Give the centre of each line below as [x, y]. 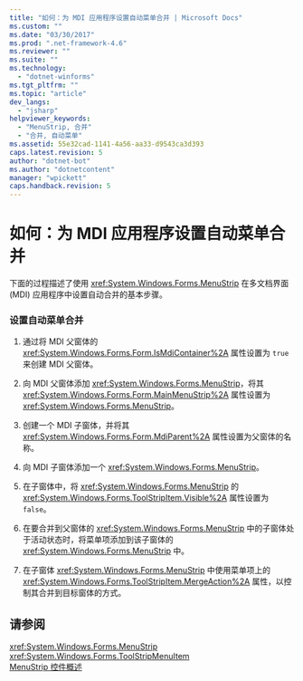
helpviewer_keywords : [50, 119]
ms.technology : [38, 69]
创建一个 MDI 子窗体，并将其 [76, 426]
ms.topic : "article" [48, 93]
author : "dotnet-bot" [50, 161]
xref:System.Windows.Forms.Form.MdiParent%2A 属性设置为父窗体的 [153, 436]
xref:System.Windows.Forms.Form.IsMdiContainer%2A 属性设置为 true [156, 353]
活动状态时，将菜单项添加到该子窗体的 [102, 540]
